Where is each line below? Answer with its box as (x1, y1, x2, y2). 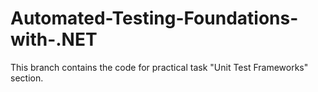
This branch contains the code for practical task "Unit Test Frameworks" (10, 61, 309, 73)
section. (10, 72, 44, 84)
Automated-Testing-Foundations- (10, 7, 299, 30)
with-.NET (10, 28, 98, 51)
